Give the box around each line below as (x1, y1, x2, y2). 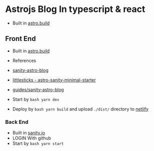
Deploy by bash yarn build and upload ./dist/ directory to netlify (12, 106, 149, 112)
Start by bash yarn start (12, 140, 64, 146)
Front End (5, 34, 36, 43)
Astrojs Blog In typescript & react (5, 3, 145, 15)
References (12, 57, 36, 63)
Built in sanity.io (12, 130, 45, 136)
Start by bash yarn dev (12, 96, 59, 102)
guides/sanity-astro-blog (12, 86, 64, 92)
